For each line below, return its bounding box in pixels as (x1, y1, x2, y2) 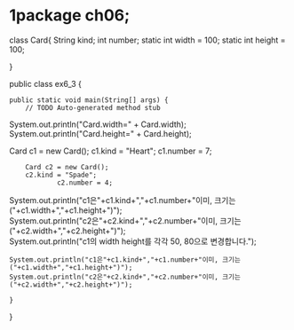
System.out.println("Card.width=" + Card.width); (9, 119, 187, 130)
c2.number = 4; (56, 178, 114, 187)
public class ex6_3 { (9, 78, 82, 89)
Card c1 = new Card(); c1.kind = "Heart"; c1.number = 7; (9, 145, 212, 156)
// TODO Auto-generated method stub (25, 103, 162, 112)
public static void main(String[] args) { (9, 95, 169, 105)
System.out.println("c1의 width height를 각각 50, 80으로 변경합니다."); (9, 236, 258, 247)
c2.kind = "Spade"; (25, 170, 98, 179)
